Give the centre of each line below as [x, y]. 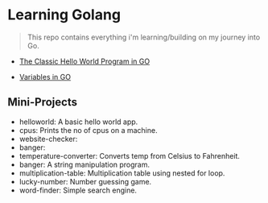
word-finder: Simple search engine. [78, 190]
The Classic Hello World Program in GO [85, 61]
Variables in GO [45, 77]
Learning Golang [64, 15]
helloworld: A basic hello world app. [78, 122]
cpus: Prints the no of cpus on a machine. [88, 130]
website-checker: [48, 139]
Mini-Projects [43, 102]
